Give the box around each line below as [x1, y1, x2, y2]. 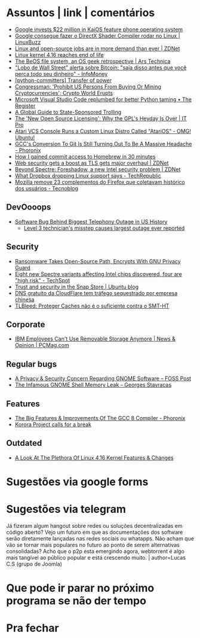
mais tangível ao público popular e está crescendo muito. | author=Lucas [6, 554, 186, 561]
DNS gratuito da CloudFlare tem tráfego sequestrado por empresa [14, 289, 178, 296]
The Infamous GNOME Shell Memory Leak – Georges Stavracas [14, 381, 172, 388]
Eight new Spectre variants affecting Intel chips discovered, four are [14, 270, 182, 278]
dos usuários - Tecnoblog [14, 184, 79, 192]
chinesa [14, 296, 35, 303]
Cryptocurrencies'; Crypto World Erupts [14, 89, 113, 96]
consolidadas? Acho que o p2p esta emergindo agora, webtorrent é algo [6, 548, 185, 555]
